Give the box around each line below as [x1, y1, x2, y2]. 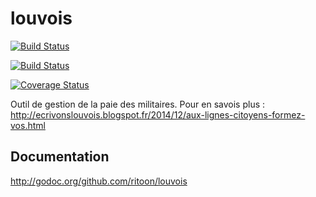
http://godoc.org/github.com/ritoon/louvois [10, 175, 188, 187]
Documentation [10, 148, 110, 166]
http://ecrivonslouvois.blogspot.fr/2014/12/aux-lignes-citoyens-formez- [10, 108, 306, 121]
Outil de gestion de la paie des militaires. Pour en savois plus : [10, 98, 266, 110]
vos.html [10, 119, 46, 131]
